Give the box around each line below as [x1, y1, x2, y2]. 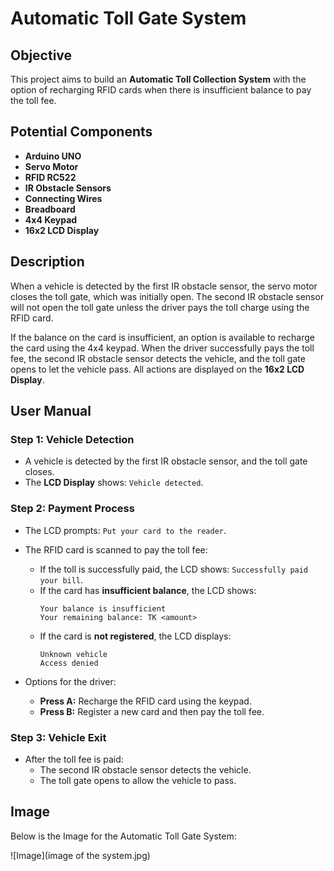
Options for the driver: [24, 675, 117, 687]
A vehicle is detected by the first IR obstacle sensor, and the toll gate [24, 455, 308, 467]
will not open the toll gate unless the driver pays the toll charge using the [10, 301, 310, 313]
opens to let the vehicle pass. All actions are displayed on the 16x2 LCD [10, 363, 305, 375]
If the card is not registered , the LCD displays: [39, 630, 232, 642]
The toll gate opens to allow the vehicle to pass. [39, 774, 237, 786]
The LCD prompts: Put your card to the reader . [24, 524, 227, 536]
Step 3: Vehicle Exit [10, 730, 107, 744]
